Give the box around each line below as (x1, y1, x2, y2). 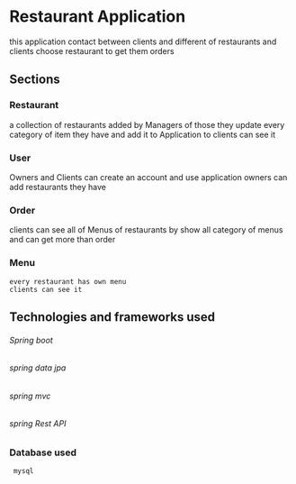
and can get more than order (9, 234, 116, 245)
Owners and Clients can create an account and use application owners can (9, 171, 288, 182)
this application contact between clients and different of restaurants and (9, 36, 277, 47)
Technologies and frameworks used (9, 309, 216, 324)
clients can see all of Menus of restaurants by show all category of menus (9, 224, 283, 235)
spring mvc (9, 390, 51, 401)
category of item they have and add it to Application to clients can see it (9, 129, 276, 140)
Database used (9, 446, 77, 459)
